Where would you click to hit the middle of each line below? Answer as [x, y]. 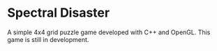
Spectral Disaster [59, 13]
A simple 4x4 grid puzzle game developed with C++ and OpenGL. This [109, 32]
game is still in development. [48, 39]
